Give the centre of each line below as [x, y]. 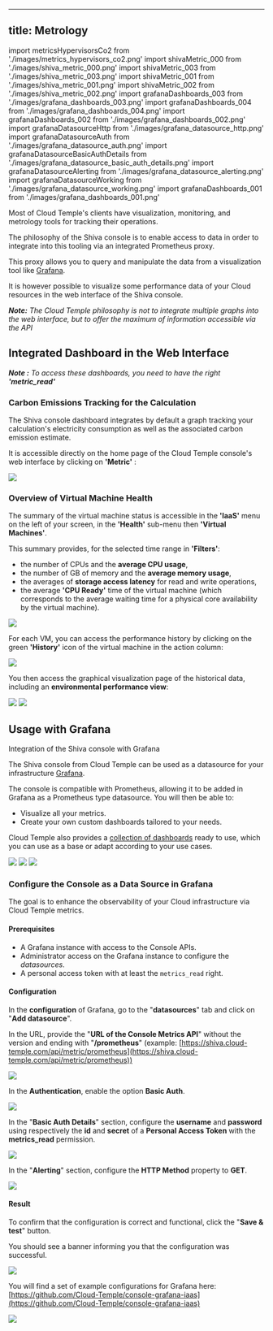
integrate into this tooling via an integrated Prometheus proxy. [112, 245]
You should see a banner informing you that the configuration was [119, 1246]
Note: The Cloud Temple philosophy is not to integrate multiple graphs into [134, 310]
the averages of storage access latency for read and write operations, [139, 582]
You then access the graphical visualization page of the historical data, [127, 679]
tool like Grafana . [37, 270]
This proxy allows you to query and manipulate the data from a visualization [135, 262]
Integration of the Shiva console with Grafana [84, 749]
